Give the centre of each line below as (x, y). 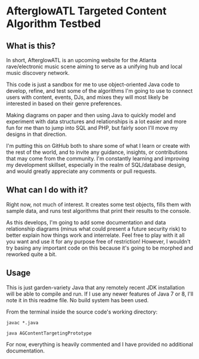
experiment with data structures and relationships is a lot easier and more (96, 121)
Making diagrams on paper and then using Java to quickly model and (91, 115)
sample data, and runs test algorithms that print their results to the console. (99, 211)
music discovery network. (38, 73)
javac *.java (22, 323)
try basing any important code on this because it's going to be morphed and (100, 248)
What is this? (31, 46)
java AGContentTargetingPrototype (49, 333)
